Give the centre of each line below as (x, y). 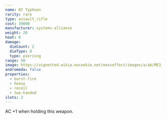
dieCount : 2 (22, 47)
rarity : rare (19, 14)
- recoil (19, 88)
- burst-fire (23, 79)
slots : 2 (14, 97)
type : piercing (25, 56)
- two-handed (23, 93)
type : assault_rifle (27, 19)
